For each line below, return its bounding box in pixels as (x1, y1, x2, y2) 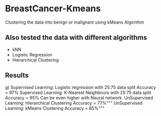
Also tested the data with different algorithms (5, 33, 147, 42)
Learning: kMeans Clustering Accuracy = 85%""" (5, 105, 105, 111)
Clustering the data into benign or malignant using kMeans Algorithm (5, 19, 144, 25)
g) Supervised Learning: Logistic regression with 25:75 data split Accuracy (5, 84, 156, 90)
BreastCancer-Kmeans (5, 3, 101, 14)
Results (5, 71, 29, 80)
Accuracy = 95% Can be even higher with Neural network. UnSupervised (5, 94, 153, 101)
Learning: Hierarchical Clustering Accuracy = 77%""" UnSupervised (5, 100, 143, 106)
